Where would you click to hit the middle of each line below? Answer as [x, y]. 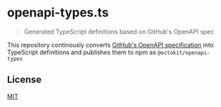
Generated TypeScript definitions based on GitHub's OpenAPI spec [119, 32]
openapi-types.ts [58, 13]
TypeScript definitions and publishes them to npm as [82, 52]
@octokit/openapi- [184, 53]
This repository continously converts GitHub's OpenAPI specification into [110, 45]
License [24, 80]
